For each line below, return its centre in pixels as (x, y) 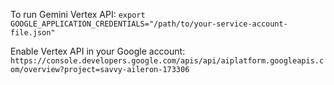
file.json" (33, 33)
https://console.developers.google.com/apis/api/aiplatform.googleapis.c (167, 61)
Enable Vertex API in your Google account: (98, 51)
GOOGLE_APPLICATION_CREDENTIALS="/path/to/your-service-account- (149, 24)
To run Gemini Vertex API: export (78, 14)
